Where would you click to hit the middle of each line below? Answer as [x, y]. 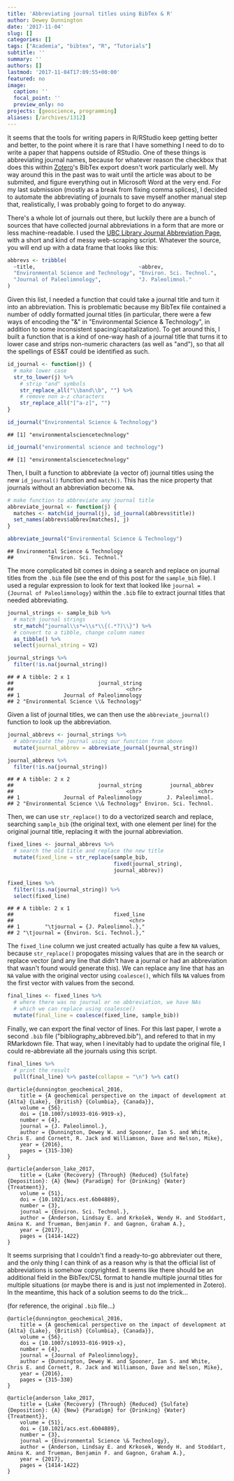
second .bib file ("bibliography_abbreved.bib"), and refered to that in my [111, 1036]
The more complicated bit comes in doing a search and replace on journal [114, 570]
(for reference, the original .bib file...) [61, 1306]
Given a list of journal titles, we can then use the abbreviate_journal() [108, 714]
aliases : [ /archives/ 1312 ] [46, 117]
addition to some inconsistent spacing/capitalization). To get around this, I [114, 329]
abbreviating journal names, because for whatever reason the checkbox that [117, 160]
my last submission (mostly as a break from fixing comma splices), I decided [117, 189]
